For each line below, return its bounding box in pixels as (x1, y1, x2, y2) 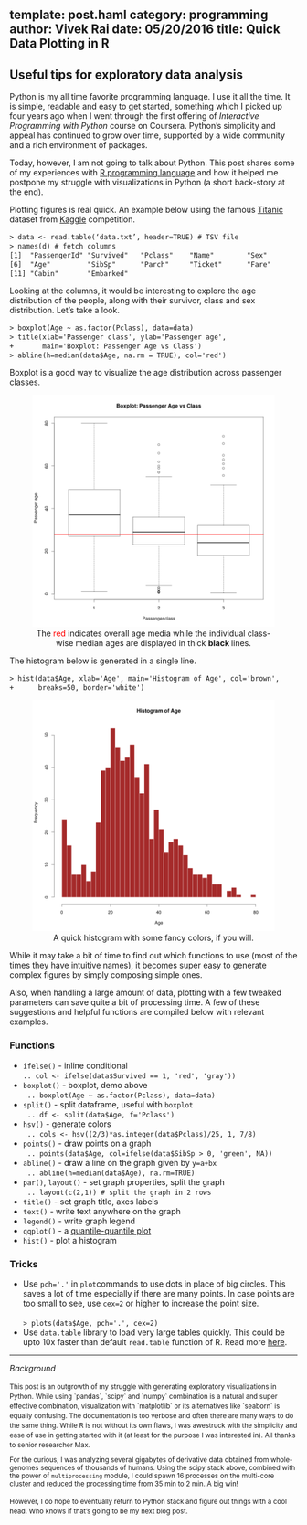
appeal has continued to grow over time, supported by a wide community (9, 130, 286, 141)
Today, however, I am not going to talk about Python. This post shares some (9, 157, 295, 168)
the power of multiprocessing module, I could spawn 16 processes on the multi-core (9, 1471, 275, 1480)
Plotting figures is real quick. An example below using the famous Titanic (9, 205, 283, 216)
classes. (9, 376, 41, 387)
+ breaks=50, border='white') (9, 683, 145, 693)
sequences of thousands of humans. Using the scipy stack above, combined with (40, 1463, 296, 1472)
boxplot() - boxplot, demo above (22, 1079, 148, 1090)
